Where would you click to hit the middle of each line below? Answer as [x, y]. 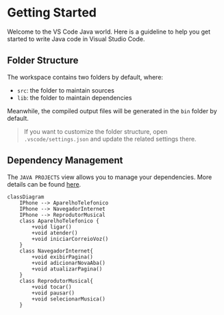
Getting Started [52, 13]
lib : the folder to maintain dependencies [74, 97]
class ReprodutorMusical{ [57, 281]
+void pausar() [53, 293]
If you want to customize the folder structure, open [96, 131]
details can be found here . [44, 184]
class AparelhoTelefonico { [59, 221]
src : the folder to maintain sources [66, 90]
